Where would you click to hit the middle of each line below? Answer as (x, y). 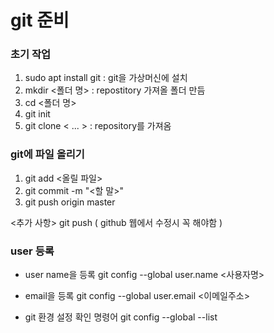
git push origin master (70, 202)
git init (37, 114)
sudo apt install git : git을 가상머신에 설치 (106, 78)
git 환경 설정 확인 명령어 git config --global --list (121, 317)
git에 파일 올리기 (47, 154)
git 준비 (40, 20)
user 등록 (32, 251)
